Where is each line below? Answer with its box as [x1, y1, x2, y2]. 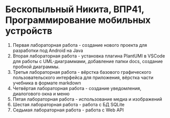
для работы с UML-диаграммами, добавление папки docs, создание [12, 58, 163, 64]
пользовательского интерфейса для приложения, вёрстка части [12, 74, 154, 80]
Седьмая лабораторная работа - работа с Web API [12, 107, 124, 113]
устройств [5, 25, 53, 37]
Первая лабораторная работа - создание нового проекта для [12, 42, 147, 48]
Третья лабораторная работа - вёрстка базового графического [12, 69, 152, 75]
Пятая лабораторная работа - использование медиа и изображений [12, 96, 162, 102]
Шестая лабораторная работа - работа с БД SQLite [12, 101, 125, 107]
